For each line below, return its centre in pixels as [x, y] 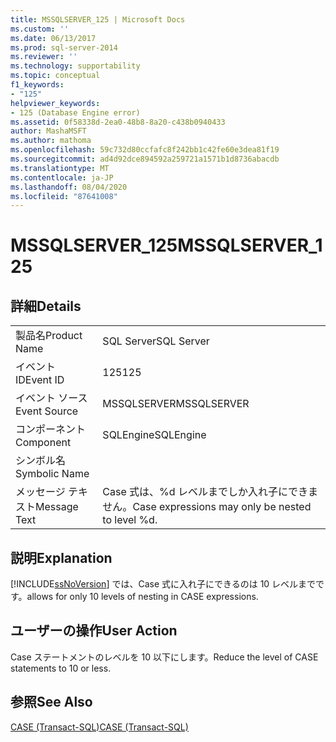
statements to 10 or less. [61, 668]
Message [57, 507]
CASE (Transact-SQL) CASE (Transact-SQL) [99, 727]
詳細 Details [46, 306]
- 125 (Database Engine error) [75, 112]
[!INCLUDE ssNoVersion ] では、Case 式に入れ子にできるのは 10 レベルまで [163, 584]
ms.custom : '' [40, 29]
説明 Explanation [61, 557]
